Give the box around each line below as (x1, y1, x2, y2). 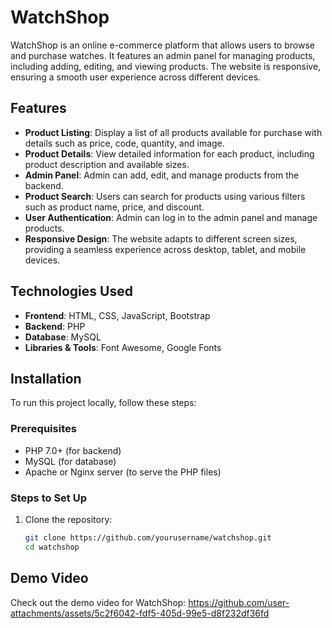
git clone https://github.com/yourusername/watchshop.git (24, 532, 272, 543)
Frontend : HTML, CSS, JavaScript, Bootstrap (24, 309, 211, 321)
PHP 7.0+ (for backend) (24, 444, 122, 456)
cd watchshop (24, 542, 80, 552)
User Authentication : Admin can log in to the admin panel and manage (24, 211, 318, 223)
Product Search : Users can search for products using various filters (24, 190, 306, 202)
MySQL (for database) (24, 455, 117, 467)
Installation (10, 370, 82, 387)
